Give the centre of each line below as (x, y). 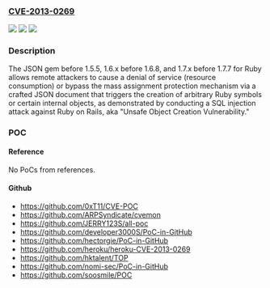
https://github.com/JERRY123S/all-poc (84, 223)
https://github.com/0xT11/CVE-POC (79, 206)
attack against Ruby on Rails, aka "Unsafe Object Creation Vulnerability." (129, 112)
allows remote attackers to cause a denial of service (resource (112, 77)
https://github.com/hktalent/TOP (74, 257)
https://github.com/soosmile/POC (76, 275)
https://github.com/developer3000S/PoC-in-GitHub (106, 231)
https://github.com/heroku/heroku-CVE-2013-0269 (105, 249)
